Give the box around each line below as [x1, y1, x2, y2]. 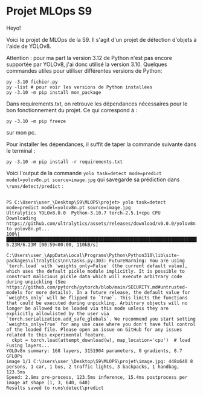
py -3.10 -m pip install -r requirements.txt [6, 159, 123, 165]
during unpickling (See [6, 279, 66, 285]
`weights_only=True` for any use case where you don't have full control [6, 321, 196, 327]
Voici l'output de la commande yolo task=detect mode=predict [6, 169, 162, 176]
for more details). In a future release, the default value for [25, 289, 190, 295]
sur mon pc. [6, 128, 36, 136]
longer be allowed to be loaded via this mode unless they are [6, 305, 169, 312]
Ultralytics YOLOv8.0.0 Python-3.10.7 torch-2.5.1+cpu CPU [6, 210, 161, 216]
